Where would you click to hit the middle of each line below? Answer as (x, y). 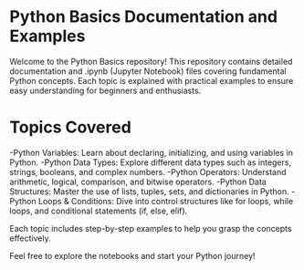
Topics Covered (71, 127)
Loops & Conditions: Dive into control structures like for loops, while (166, 201)
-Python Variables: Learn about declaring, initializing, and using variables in (152, 152)
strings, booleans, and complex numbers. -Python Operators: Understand (148, 171)
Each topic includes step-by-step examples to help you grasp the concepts (151, 228)
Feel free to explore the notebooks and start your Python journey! (132, 255)
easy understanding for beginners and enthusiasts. (105, 90)
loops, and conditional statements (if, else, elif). (99, 211)
